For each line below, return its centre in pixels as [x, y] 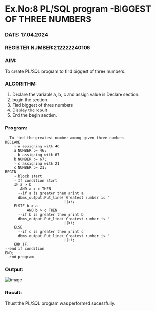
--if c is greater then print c [51, 231]
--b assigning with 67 [37, 155]
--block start [28, 176]
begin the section [29, 100]
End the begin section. [35, 115]
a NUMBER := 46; [30, 150]
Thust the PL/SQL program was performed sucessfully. [60, 303]
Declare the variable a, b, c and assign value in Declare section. [76, 94]
